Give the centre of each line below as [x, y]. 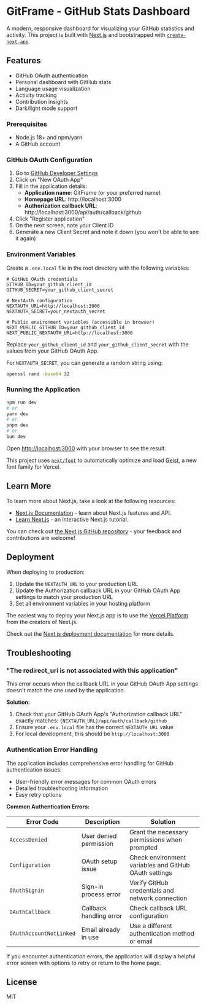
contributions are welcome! [41, 538]
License [22, 982]
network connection [158, 898]
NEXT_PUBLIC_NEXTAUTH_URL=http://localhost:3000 [70, 333]
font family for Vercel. [34, 467]
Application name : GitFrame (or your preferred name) [93, 193]
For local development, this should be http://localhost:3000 [92, 734]
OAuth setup [99, 861]
